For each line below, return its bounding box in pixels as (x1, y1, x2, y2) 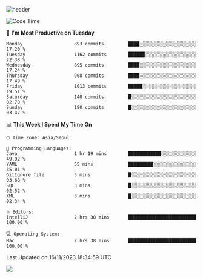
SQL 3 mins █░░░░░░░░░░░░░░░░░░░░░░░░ (6, 182, 197, 188)
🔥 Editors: (6, 209, 35, 215)
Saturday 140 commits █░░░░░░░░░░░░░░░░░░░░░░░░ (6, 94, 197, 100)
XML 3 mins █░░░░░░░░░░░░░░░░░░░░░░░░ (6, 193, 197, 199)
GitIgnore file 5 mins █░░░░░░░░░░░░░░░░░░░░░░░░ (6, 172, 197, 178)
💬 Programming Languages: (6, 145, 72, 151)
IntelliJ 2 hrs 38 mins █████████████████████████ (6, 214, 197, 220)
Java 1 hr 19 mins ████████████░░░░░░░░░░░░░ (6, 151, 197, 157)
